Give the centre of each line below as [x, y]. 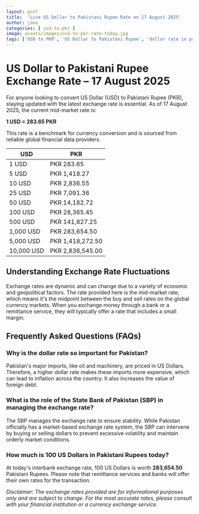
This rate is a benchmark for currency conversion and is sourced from [92, 133]
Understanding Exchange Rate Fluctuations [88, 272]
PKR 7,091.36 [70, 193]
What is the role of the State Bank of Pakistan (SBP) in [85, 400]
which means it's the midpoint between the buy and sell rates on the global [98, 298]
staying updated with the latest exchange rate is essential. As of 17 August [97, 104]
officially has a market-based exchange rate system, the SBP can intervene [98, 427]
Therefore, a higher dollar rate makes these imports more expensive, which [98, 372]
